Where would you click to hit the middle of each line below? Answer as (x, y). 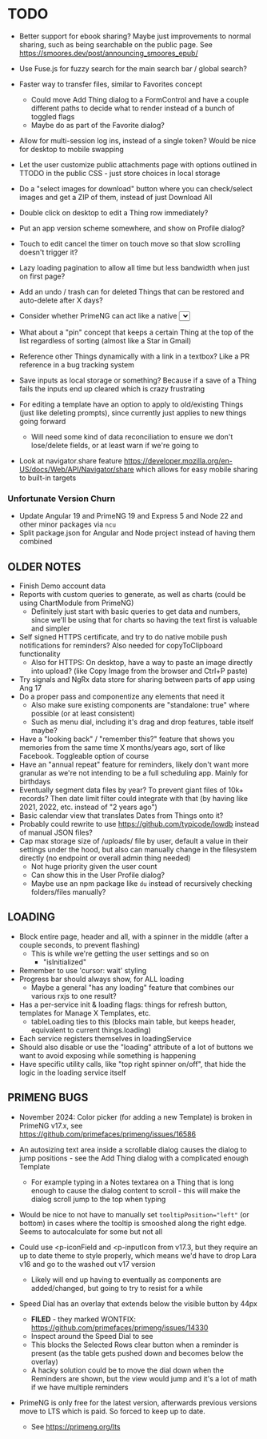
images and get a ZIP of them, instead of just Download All (116, 197)
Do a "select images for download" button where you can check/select (136, 188)
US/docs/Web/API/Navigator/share (76, 469)
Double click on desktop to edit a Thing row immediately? (114, 212)
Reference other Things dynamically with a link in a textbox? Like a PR (134, 356)
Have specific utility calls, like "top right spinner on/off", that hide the (132, 1064)
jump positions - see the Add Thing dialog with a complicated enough (133, 1158)
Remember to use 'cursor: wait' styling (83, 970)
